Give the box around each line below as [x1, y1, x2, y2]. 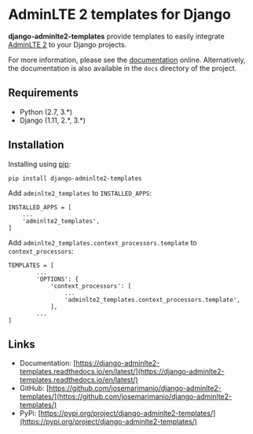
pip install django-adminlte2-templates [8, 175, 143, 182]
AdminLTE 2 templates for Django [8, 6, 232, 24]
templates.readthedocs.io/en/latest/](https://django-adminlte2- [19, 367, 225, 377]
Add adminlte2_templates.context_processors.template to [8, 237, 197, 247]
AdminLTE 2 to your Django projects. [8, 39, 127, 49]
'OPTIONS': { [36, 275, 79, 283]
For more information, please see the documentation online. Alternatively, [8, 55, 246, 64]
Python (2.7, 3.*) [19, 107, 73, 116]
